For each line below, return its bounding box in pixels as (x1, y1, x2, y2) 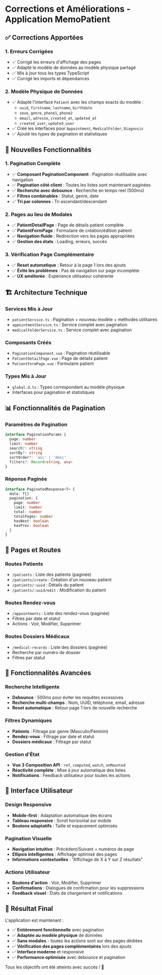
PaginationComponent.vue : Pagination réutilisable (12, 350, 110, 356)
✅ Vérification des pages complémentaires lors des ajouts (12, 943, 132, 949)
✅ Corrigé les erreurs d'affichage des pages (12, 59, 101, 65)
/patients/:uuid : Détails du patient (12, 582, 84, 588)
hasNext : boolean (14, 519, 49, 523)
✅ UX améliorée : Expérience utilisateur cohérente (12, 273, 114, 279)
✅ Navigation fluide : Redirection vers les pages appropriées (12, 233, 135, 239)
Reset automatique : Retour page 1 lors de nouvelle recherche (12, 705, 137, 711)
